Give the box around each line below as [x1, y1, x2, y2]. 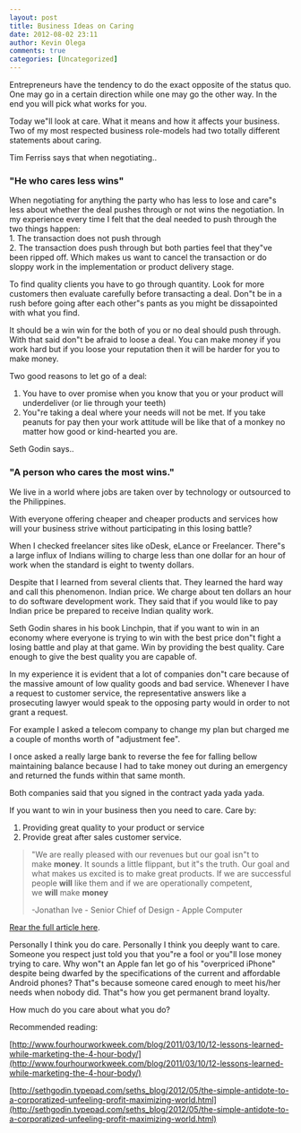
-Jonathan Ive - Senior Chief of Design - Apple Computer [30, 904, 244, 915]
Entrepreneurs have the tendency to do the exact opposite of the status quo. [9, 80, 292, 90]
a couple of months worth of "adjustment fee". [9, 733, 181, 744]
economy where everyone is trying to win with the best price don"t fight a [9, 632, 282, 643]
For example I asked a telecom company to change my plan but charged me [9, 723, 289, 735]
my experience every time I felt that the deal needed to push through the [9, 214, 278, 225]
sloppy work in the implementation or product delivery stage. [9, 262, 235, 272]
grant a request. [9, 706, 69, 717]
